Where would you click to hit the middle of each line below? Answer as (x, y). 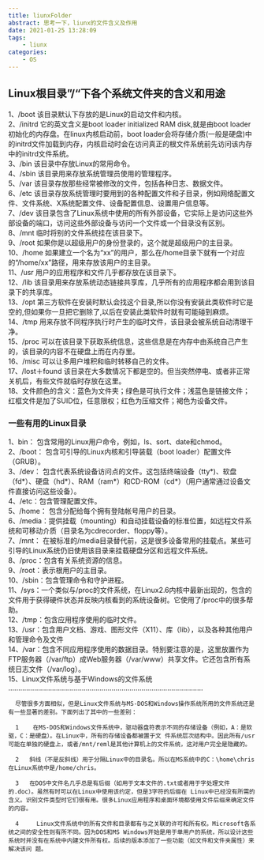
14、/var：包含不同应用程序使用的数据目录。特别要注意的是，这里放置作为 (129, 649)
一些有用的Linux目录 (47, 423)
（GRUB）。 (27, 461)
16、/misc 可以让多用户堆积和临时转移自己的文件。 (91, 361)
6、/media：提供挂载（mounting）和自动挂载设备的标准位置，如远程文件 (127, 521)
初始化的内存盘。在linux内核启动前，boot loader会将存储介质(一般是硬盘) (127, 134)
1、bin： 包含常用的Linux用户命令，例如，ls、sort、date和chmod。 (117, 441)
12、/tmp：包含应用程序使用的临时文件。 (74, 619)
